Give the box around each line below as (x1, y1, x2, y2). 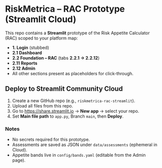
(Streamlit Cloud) (5, 14, 77, 25)
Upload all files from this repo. (12, 103, 73, 108)
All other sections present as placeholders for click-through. (12, 70, 134, 76)
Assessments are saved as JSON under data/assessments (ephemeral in (12, 142, 158, 147)
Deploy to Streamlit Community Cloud (5, 84, 123, 93)
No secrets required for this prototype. (12, 137, 90, 143)
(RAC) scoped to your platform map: (5, 35, 78, 41)
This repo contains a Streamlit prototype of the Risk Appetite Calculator (5, 30, 150, 36)
